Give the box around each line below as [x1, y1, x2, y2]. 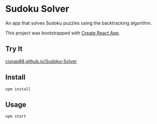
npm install [5, 86, 31, 92]
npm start [5, 114, 27, 119]
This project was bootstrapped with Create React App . [5, 30, 121, 36]
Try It [5, 44, 23, 54]
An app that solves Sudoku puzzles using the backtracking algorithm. [5, 20, 152, 26]
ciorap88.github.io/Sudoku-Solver [5, 58, 77, 64]
